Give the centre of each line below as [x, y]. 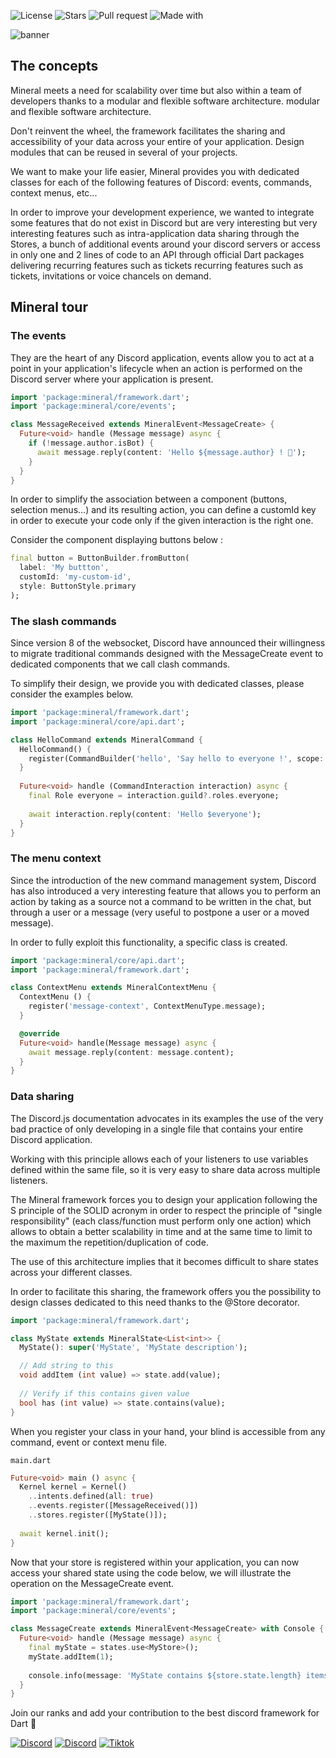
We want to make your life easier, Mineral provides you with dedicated [155, 171]
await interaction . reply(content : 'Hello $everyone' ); [145, 814]
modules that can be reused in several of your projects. [124, 152]
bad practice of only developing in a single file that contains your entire [157, 1129]
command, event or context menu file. [89, 1442]
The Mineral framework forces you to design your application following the [164, 1199]
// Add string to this [66, 1366]
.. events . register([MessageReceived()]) [113, 1506]
